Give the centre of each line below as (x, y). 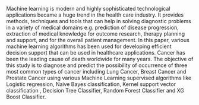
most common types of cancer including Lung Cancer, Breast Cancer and (96, 71)
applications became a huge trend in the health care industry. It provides (95, 15)
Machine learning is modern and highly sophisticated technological (88, 9)
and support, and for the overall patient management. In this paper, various (98, 40)
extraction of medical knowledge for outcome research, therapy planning (96, 34)
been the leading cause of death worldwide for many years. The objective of (100, 59)
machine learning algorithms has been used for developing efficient (89, 46)
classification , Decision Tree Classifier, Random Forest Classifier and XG (95, 90)
